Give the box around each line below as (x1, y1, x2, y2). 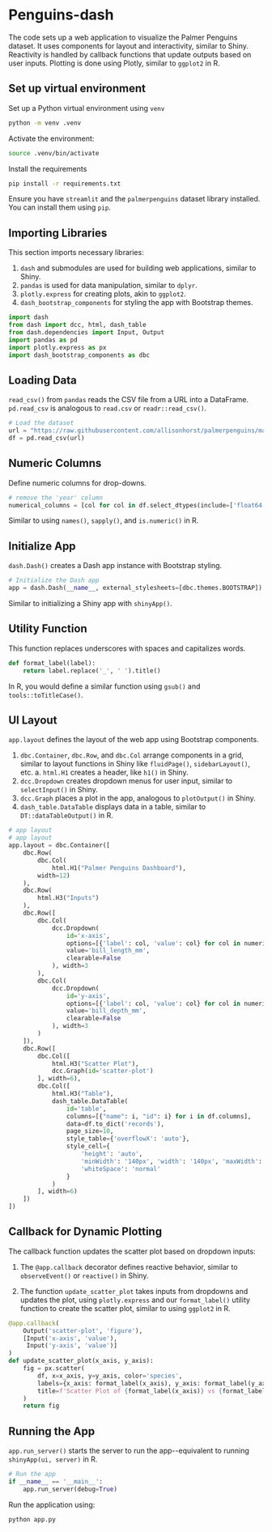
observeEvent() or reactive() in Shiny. (19, 1271, 149, 1280)
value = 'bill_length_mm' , (66, 947, 151, 955)
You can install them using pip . (8, 202, 112, 212)
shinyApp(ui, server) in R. (8, 1454, 98, 1464)
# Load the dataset (8, 419, 74, 427)
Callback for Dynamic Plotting (8, 1224, 163, 1239)
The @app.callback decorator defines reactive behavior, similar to (19, 1262, 238, 1271)
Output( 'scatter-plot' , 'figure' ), (23, 1326, 143, 1335)
